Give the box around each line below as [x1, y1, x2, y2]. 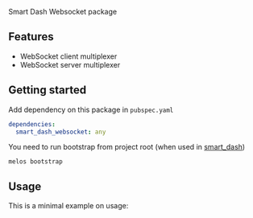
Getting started [8, 84, 87, 97]
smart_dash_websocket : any [15, 128, 106, 136]
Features [8, 30, 54, 43]
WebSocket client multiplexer [19, 51, 118, 61]
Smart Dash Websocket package [8, 7, 118, 16]
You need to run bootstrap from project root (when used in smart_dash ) [8, 142, 246, 152]
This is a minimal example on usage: [8, 201, 129, 211]
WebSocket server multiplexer [19, 60, 121, 69]
